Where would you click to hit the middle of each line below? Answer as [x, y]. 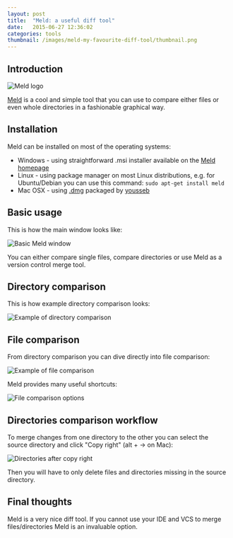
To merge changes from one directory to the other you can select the [108, 437]
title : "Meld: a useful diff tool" [61, 21]
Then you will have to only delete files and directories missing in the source [117, 472]
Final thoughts [40, 502]
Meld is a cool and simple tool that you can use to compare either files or [113, 99]
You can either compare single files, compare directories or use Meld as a [115, 257]
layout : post [26, 14]
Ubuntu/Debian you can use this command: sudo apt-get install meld [121, 183]
